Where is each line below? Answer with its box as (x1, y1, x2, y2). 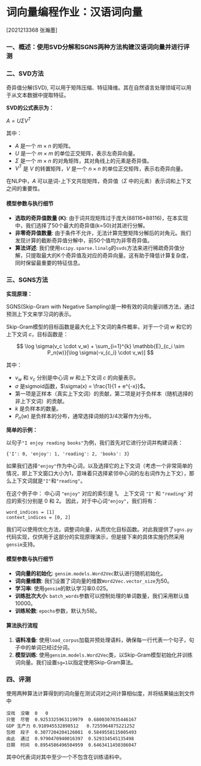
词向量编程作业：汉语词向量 (6, 5, 143, 19)
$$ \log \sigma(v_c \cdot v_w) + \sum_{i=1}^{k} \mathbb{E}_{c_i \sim (16, 342, 185, 350)
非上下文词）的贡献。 (14, 397, 68, 404)
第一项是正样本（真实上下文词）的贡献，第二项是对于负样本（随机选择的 (14, 390, 193, 397)
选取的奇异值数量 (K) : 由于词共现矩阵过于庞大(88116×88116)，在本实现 (14, 214, 188, 221)
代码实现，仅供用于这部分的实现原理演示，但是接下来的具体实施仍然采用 (6, 533, 184, 540)
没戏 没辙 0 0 (6, 710, 48, 716)
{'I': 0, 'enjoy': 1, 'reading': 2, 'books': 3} (6, 451, 130, 457)
